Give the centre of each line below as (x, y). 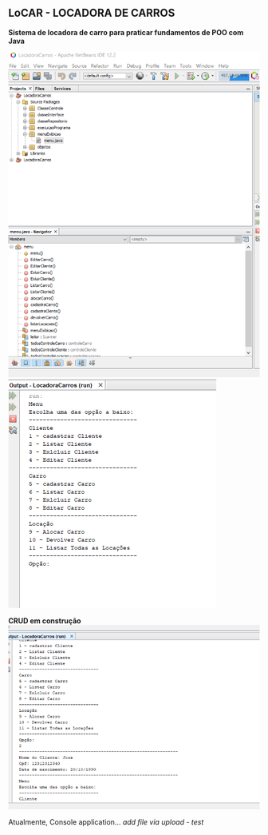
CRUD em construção (45, 621)
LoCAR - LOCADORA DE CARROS (92, 13)
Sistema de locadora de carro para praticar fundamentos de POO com (126, 32)
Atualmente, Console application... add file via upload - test (106, 821)
